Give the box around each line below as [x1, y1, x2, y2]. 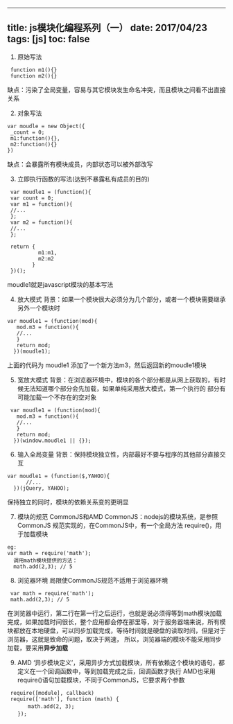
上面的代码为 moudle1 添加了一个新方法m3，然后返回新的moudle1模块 [7, 361, 207, 369]
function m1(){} [10, 67, 58, 73]
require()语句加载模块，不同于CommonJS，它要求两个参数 [17, 676, 185, 684]
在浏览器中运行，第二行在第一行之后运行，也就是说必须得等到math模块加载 [7, 609, 222, 617]
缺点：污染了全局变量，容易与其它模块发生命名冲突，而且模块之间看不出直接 [7, 85, 226, 94]
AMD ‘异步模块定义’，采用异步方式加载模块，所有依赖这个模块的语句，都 [17, 658, 225, 666]
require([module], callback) [10, 689, 95, 696]
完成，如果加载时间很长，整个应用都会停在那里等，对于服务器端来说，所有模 [7, 617, 226, 626]
